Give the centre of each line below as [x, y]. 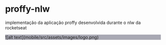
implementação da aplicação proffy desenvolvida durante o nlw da [73, 22]
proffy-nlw [28, 9]
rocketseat [16, 27]
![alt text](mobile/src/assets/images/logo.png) [52, 37]
